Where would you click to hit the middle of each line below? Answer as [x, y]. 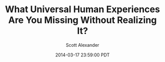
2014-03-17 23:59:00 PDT [82, 55]
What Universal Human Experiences [82, 9]
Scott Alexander [82, 45]
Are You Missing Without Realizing [82, 20]
